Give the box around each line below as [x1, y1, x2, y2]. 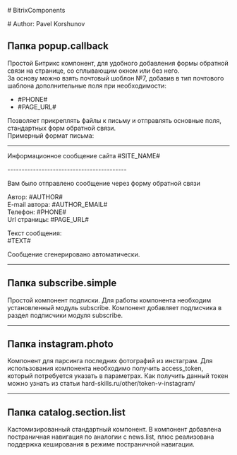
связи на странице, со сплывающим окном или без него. [7, 66, 180, 75]
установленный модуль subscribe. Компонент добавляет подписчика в [7, 303, 222, 312]
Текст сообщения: [7, 229, 62, 237]
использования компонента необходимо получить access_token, [7, 364, 203, 373]
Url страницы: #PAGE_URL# [7, 215, 90, 223]
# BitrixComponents [7, 6, 66, 14]
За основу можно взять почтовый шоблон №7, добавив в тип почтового [7, 73, 224, 82]
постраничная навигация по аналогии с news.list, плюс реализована [7, 432, 214, 441]
